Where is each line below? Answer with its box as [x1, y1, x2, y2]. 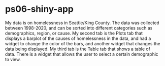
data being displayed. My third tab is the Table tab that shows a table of [5, 46, 150, 52]
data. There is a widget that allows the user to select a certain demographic [5, 51, 159, 57]
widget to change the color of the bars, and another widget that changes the [5, 40, 161, 46]
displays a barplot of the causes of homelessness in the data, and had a [5, 35, 151, 41]
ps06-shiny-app [5, 3, 74, 15]
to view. [5, 56, 21, 62]
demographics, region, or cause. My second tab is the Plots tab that [5, 30, 143, 36]
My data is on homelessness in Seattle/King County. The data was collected [5, 20, 160, 26]
